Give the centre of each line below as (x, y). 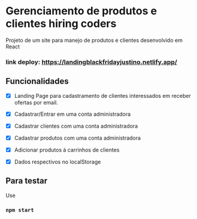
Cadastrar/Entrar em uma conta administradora (72, 114)
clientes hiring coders (61, 24)
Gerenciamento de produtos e (81, 11)
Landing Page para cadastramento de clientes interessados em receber (102, 95)
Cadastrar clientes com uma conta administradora (76, 126)
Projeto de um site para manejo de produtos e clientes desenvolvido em (94, 40)
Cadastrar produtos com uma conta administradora (78, 138)
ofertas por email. (36, 102)
